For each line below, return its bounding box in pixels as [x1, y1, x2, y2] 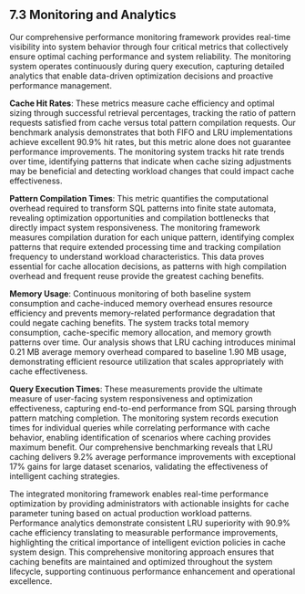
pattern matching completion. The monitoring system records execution [9, 412, 280, 423]
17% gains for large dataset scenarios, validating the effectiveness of [9, 461, 269, 472]
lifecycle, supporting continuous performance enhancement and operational [9, 566, 296, 577]
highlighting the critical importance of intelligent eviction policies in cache [9, 537, 286, 547]
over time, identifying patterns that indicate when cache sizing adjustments [9, 155, 292, 167]
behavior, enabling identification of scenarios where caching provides [9, 432, 271, 443]
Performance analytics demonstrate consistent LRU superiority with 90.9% [9, 517, 291, 528]
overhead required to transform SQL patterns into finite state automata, [9, 203, 277, 214]
